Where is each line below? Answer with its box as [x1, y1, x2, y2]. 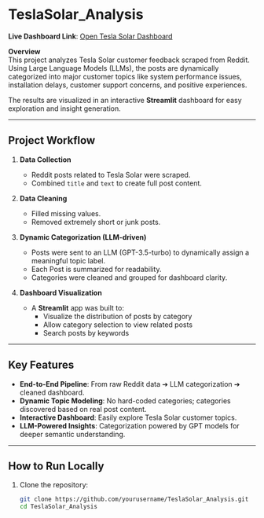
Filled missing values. [31, 208, 101, 218]
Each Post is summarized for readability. [31, 264, 162, 274]
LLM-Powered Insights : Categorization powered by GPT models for [19, 421, 240, 430]
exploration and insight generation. [8, 104, 122, 113]
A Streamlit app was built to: [31, 303, 124, 312]
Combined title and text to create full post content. [31, 178, 203, 188]
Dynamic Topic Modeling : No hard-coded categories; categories [19, 395, 231, 406]
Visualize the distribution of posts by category [42, 311, 192, 321]
